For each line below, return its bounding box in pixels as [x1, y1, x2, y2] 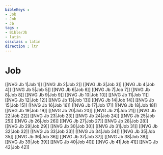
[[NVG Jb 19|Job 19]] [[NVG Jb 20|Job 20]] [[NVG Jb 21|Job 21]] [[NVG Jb [5, 107, 156, 113]
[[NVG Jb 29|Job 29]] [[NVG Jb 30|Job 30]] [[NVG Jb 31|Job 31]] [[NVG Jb [5, 123, 158, 129]
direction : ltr [5, 44, 38, 49]
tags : [5, 26, 19, 31]
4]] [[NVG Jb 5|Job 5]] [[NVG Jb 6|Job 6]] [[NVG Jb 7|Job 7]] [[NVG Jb [5, 87, 150, 93]
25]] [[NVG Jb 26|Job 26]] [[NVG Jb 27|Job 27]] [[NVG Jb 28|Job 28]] [5, 118, 149, 124]
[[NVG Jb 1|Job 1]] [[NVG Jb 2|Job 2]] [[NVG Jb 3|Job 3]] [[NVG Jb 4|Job [5, 81, 155, 87]
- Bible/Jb [5, 30, 27, 35]
